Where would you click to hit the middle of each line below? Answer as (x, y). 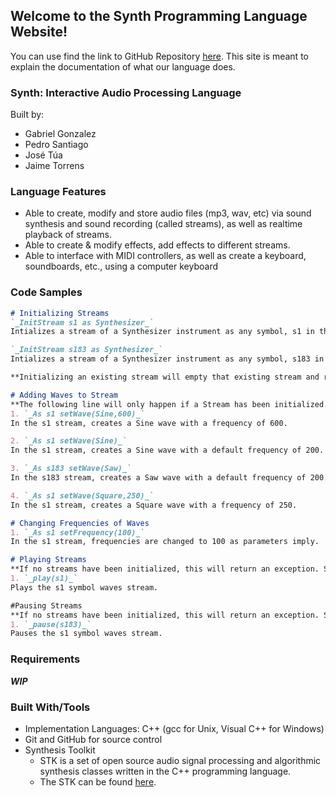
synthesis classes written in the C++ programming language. (165, 771)
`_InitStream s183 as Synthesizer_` (86, 350)
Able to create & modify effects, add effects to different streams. (157, 245)
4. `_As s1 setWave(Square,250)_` (82, 495)
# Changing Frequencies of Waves (80, 523)
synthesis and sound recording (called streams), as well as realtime (163, 224)
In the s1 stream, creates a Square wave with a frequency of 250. (154, 505)
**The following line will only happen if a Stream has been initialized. (169, 404)
